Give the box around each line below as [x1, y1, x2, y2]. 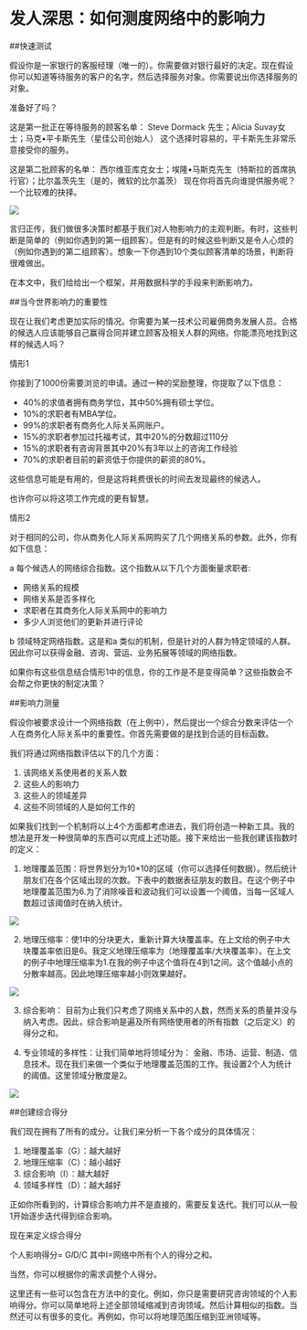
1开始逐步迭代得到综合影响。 [9, 1210, 117, 1221]
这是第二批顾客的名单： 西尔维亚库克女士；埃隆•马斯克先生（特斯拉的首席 [9, 164, 289, 175]
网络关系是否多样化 [22, 593, 96, 604]
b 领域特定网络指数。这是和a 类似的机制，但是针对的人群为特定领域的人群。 [9, 635, 296, 646]
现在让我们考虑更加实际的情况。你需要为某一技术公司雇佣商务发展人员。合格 [9, 315, 298, 326]
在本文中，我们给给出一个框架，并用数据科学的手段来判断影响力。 [9, 276, 258, 288]
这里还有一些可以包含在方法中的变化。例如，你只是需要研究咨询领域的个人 [9, 1288, 290, 1299]
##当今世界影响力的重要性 [9, 296, 108, 307]
